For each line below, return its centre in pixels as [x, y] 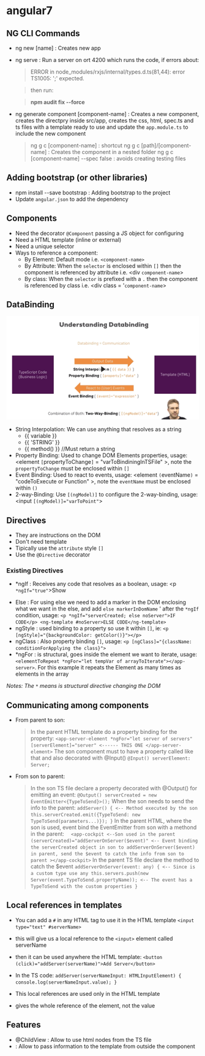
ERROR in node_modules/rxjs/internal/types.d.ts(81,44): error [108, 72]
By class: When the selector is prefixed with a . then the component [111, 279]
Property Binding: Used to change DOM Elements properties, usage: [101, 455]
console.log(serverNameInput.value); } [66, 982]
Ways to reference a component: [56, 253]
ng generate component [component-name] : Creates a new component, [107, 114]
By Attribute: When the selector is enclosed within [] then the [103, 266]
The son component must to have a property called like [124, 752]
